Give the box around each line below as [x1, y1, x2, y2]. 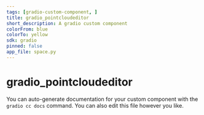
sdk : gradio [6, 37, 37, 43]
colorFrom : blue [6, 26, 48, 32]
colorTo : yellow [6, 32, 48, 38]
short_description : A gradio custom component [6, 20, 128, 26]
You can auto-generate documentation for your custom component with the [6, 95, 198, 103]
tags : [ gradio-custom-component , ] [6, 9, 98, 15]
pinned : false [6, 43, 43, 50]
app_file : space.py [6, 49, 57, 55]
